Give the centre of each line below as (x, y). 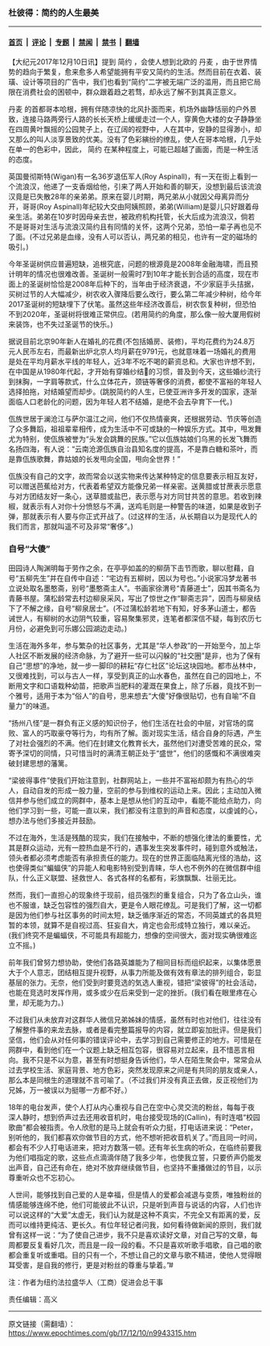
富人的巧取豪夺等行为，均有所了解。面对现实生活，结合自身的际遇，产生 (142, 733)
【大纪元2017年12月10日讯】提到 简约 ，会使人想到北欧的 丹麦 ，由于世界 (129, 61)
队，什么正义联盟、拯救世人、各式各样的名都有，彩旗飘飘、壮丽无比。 (125, 878)
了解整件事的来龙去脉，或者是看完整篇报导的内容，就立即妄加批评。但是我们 (135, 1029)
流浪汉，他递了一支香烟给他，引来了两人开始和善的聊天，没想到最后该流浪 (138, 186)
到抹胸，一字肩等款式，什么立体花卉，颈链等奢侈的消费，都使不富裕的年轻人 (135, 381)
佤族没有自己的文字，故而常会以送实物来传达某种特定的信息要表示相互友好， (135, 475)
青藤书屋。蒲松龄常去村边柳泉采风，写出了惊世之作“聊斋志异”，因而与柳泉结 (135, 598)
